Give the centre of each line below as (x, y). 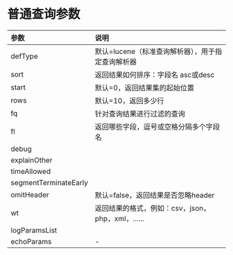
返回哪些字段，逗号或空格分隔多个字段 (157, 127)
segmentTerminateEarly (50, 182)
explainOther (32, 160)
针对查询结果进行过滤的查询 (140, 114)
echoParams (31, 241)
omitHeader (30, 195)
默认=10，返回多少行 (129, 100)
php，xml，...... (119, 218)
